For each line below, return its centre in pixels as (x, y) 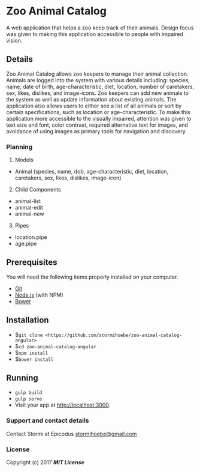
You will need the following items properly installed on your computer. (92, 277)
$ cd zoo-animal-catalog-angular (56, 346)
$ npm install (31, 352)
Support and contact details (48, 420)
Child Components (38, 190)
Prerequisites (32, 262)
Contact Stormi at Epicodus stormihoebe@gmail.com (72, 434)
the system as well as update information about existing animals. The (91, 99)
